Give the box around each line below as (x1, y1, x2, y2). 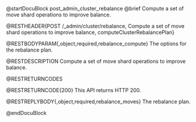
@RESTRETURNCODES (6, 76, 63, 82)
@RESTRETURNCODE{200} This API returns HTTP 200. (6, 87, 141, 93)
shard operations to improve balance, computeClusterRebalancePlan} (6, 29, 175, 36)
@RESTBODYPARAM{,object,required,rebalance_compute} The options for (6, 40, 187, 47)
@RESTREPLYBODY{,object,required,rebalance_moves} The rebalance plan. (6, 98, 191, 105)
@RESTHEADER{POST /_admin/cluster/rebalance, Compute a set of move (6, 23, 185, 29)
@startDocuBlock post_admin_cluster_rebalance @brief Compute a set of (6, 5, 184, 12)
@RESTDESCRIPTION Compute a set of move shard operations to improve (6, 58, 186, 65)
